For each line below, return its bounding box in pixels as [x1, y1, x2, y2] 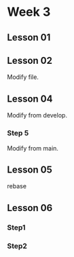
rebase [7, 182, 27, 190]
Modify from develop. [7, 111, 68, 120]
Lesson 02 [7, 54, 53, 66]
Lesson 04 [7, 93, 53, 104]
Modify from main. [7, 144, 59, 152]
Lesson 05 [7, 164, 53, 175]
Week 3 [7, 4, 51, 20]
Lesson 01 [7, 32, 51, 43]
